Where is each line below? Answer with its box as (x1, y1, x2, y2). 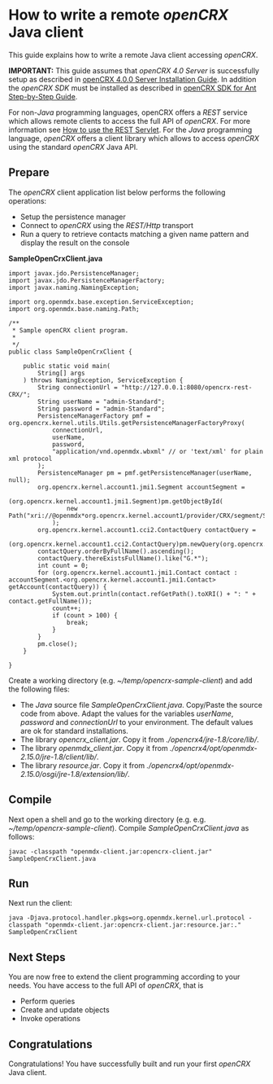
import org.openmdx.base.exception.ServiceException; (8, 297, 195, 306)
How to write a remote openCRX (8, 6, 229, 24)
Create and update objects (19, 1005, 110, 1015)
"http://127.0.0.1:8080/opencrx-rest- (120, 383, 253, 392)
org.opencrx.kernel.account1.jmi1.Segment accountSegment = (37, 483, 245, 491)
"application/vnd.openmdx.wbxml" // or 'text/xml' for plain (51, 447, 264, 455)
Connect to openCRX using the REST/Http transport (19, 220, 193, 230)
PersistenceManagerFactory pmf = (37, 411, 151, 420)
